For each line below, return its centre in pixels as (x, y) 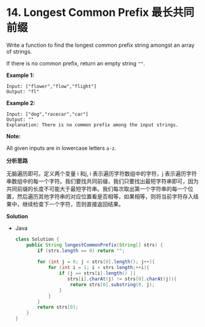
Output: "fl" (23, 92)
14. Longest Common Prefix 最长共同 (100, 13)
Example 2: (21, 103)
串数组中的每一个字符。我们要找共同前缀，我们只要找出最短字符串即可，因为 (103, 181)
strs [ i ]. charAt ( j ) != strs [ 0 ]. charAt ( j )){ (122, 279)
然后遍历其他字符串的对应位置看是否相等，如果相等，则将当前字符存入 (105, 196)
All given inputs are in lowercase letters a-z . (61, 148)
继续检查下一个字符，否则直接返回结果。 (73, 204)
